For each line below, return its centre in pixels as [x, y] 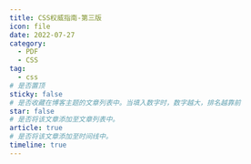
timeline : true [38, 145]
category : [28, 43]
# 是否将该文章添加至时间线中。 [61, 137]
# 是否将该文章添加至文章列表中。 [65, 119]
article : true [36, 128]
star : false [32, 111]
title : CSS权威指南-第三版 [55, 18]
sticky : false [36, 94]
